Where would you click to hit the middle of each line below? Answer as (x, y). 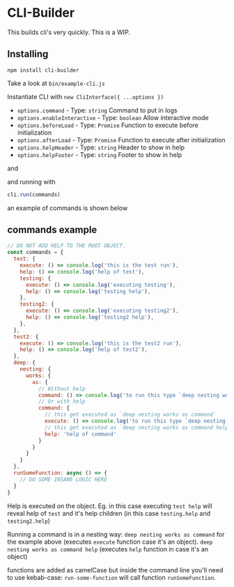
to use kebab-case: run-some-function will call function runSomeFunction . (111, 577)
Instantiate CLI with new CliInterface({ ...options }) (86, 96)
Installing (28, 54)
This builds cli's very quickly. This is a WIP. (69, 32)
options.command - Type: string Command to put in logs (97, 110)
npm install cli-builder (43, 70)
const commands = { (36, 253)
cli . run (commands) (34, 194)
